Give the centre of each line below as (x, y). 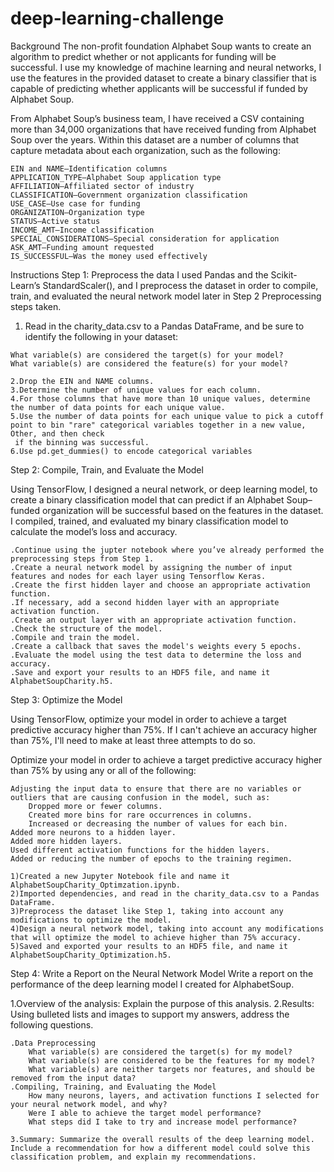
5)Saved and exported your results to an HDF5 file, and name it (149, 946)
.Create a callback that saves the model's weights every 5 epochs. (156, 646)
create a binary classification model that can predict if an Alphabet (147, 499)
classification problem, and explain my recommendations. (133, 1157)
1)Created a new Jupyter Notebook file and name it (120, 876)
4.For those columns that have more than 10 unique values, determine (160, 398)
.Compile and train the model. (75, 637)
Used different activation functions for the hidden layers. (140, 850)
